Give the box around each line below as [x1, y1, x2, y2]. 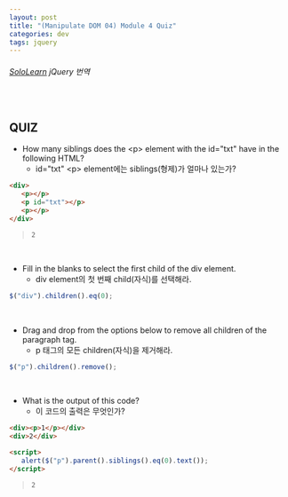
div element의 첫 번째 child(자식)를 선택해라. [35, 273, 192, 284]
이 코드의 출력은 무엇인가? [35, 406, 126, 417]
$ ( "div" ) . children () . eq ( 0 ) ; [9, 291, 114, 300]
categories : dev [9, 29, 69, 38]
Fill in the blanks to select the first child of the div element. [21, 263, 236, 273]
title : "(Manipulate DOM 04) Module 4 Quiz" [9, 21, 177, 30]
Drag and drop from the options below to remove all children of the [21, 325, 268, 335]
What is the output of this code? [21, 396, 140, 406]
